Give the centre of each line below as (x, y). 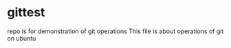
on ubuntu (22, 38)
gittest (26, 13)
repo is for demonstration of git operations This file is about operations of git (115, 31)
